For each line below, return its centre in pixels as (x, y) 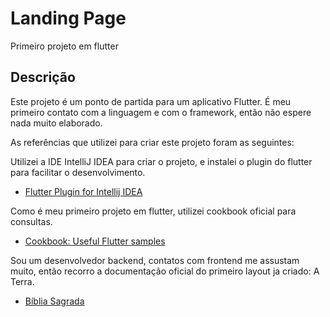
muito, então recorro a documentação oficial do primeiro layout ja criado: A (165, 271)
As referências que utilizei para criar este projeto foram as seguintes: (152, 142)
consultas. (31, 221)
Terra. (22, 281)
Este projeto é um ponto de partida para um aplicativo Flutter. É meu (151, 101)
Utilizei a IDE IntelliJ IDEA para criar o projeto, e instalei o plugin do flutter (161, 161)
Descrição (43, 77)
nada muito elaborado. (56, 123)
